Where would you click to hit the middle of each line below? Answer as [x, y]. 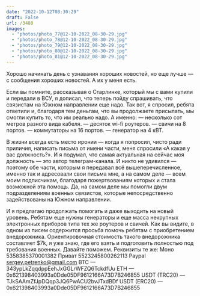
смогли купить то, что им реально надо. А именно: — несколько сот [94, 117]
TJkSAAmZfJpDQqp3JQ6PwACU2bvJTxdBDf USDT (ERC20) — [85, 281]
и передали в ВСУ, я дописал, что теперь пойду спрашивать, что [89, 98]
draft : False [23, 17]
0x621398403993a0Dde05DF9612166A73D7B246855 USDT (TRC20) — [95, 275]
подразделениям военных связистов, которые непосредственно [89, 193]
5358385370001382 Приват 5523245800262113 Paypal [76, 256]
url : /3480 [20, 23]
